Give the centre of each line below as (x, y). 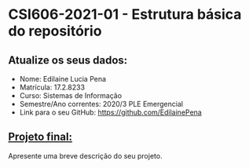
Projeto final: (40, 137)
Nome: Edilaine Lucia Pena (63, 79)
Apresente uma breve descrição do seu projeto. (85, 155)
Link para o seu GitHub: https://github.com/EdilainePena (110, 112)
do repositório (55, 31)
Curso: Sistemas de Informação (71, 95)
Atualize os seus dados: (68, 60)
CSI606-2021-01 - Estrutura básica (125, 15)
